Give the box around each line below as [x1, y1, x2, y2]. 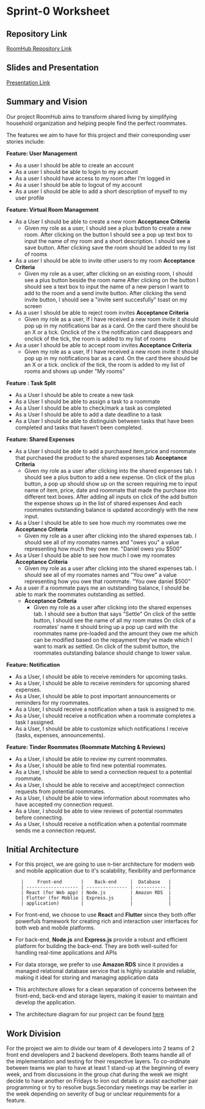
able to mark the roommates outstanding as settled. [15, 590, 145, 598]
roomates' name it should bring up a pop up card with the [33, 623, 178, 630]
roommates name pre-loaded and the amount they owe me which [33, 630, 198, 637]
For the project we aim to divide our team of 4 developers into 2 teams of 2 [6, 1045, 195, 1052]
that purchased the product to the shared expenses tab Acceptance [15, 454, 187, 461]
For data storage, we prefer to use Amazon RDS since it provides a [15, 961, 184, 968]
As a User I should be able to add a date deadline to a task [15, 410, 162, 418]
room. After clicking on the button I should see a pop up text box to [24, 231, 193, 238]
